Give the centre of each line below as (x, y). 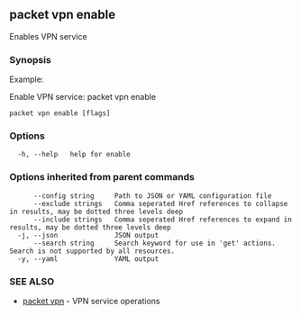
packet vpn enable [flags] (60, 113)
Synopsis (30, 59)
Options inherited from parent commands (102, 177)
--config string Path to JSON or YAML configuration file (152, 196)
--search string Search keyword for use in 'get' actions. (155, 243)
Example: (27, 79)
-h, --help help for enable (74, 155)
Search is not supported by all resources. (92, 251)
